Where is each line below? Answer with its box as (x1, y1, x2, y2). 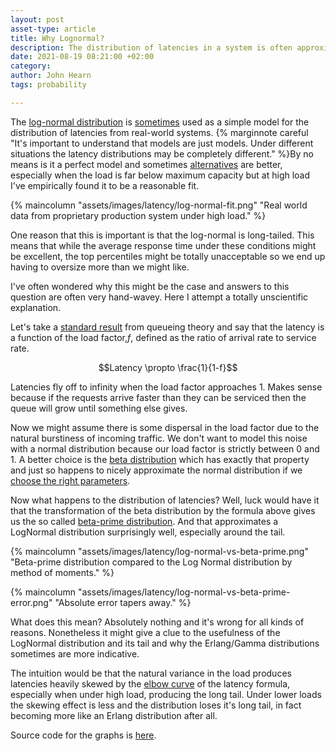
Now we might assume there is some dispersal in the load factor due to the (10, 421, 320, 433)
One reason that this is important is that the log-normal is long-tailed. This (10, 229, 315, 241)
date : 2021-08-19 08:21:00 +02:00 (10, 52, 155, 62)
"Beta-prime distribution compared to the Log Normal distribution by (10, 556, 293, 568)
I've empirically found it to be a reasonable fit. (10, 179, 200, 191)
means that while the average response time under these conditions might (10, 239, 317, 251)
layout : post (10, 14, 65, 25)
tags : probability (10, 80, 87, 90)
